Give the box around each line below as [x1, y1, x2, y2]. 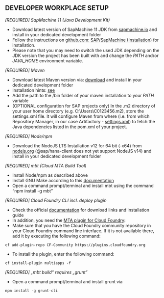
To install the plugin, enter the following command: [12, 251, 115, 257]
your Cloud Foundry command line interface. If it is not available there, [12, 228, 154, 234]
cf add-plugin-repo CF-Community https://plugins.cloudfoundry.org [5, 243, 146, 247]
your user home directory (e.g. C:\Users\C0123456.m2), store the [12, 108, 144, 114]
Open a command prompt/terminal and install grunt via [12, 278, 123, 284]
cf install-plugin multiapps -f [5, 260, 71, 266]
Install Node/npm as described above [12, 172, 88, 178]
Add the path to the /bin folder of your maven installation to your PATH [12, 92, 154, 98]
